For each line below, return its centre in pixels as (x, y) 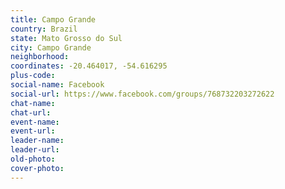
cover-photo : (37, 168)
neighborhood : (40, 57)
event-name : (35, 122)
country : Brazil (44, 29)
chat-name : (33, 103)
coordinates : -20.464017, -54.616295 (89, 66)
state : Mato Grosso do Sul (66, 38)
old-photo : (33, 159)
